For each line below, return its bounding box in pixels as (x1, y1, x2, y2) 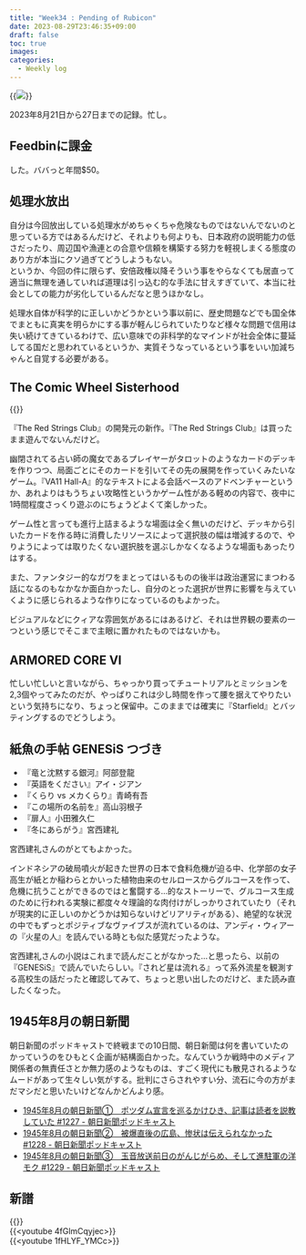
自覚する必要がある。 (33, 353, 114, 364)
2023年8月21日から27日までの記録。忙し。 (9, 108, 171, 119)
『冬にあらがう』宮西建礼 (22, 824, 119, 835)
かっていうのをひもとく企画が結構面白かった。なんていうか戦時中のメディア (9, 1051, 295, 1062)
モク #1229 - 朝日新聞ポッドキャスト (22, 1161, 161, 1172)
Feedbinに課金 (9, 139, 93, 154)
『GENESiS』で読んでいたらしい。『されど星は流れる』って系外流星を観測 (9, 962, 286, 972)
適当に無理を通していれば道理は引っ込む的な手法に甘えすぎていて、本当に (9, 276, 289, 287)
